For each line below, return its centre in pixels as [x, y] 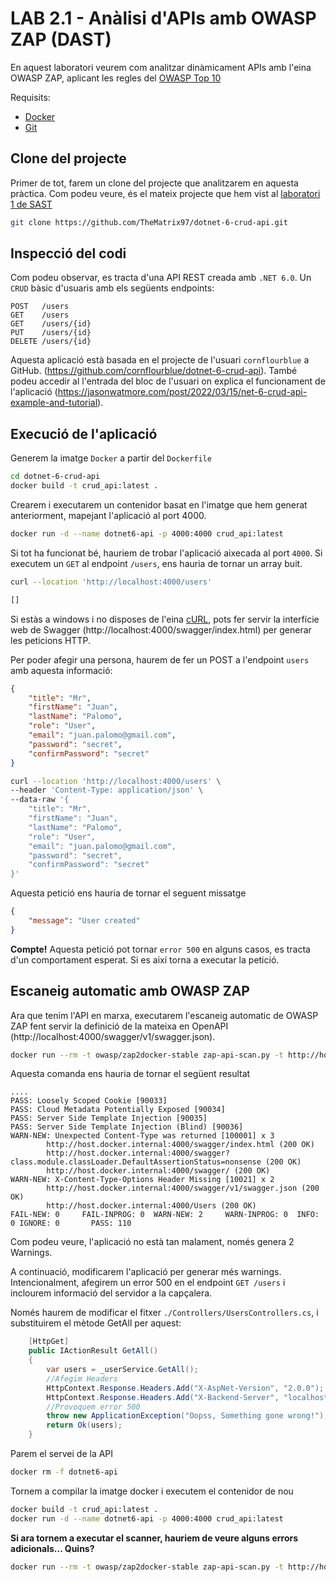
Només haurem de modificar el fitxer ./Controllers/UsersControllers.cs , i [164, 1313]
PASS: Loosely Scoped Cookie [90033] [89, 1101]
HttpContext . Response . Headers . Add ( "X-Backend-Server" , [163, 1397]
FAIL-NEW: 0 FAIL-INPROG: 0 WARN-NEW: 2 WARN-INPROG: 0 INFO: [165, 1215]
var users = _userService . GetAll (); [122, 1370]
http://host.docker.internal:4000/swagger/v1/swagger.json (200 [183, 1188]
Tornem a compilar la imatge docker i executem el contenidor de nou [152, 1491]
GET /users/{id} [51, 324]
